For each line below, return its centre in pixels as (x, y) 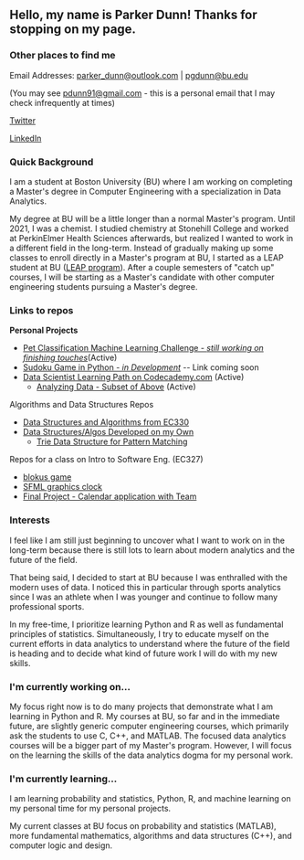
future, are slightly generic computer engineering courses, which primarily (149, 726)
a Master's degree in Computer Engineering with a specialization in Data (145, 191)
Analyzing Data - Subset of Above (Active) (116, 387)
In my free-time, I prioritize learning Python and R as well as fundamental (147, 624)
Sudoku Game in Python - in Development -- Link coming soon (141, 367)
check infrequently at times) (63, 102)
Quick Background (52, 162)
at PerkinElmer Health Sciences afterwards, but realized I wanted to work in (152, 238)
